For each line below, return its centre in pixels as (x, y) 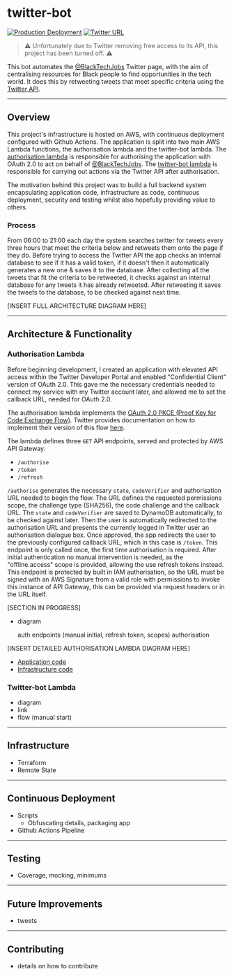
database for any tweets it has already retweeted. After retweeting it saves (114, 285)
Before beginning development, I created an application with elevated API (112, 369)
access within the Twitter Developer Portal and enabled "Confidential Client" (117, 377)
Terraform (32, 762)
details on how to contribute (57, 966)
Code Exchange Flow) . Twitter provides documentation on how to (101, 420)
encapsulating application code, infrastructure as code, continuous (103, 192)
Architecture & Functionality (70, 334)
